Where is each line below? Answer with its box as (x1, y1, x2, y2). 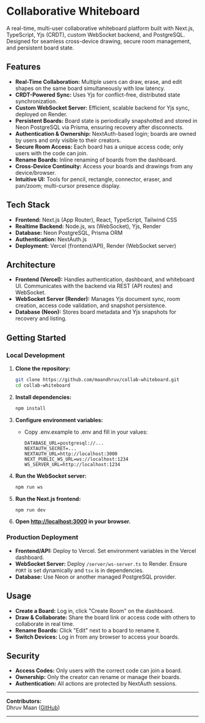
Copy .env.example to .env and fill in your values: (24, 428, 148, 436)
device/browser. (15, 169, 56, 176)
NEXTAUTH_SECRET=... (24, 445, 77, 451)
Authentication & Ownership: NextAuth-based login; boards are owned (15, 130, 196, 137)
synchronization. (15, 97, 57, 105)
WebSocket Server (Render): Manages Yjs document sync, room (15, 295, 181, 303)
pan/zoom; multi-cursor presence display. (15, 182, 121, 189)
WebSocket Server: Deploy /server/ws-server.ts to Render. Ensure (15, 560, 187, 567)
